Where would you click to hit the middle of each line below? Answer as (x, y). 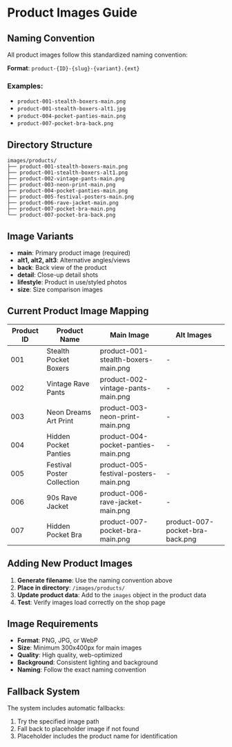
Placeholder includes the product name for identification (97, 736)
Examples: (25, 86)
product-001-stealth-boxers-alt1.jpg (71, 109)
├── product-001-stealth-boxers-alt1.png (68, 173)
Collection (63, 482)
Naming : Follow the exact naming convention (81, 670)
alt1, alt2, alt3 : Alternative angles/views (74, 260)
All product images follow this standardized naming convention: (97, 55)
